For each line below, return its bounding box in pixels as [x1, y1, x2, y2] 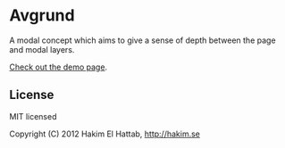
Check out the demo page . [9, 62, 108, 72]
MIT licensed [9, 111, 57, 121]
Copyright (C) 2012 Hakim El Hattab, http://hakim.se [9, 128, 201, 139]
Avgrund [9, 5, 75, 26]
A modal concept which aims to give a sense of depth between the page [9, 35, 276, 45]
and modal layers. [9, 44, 75, 54]
